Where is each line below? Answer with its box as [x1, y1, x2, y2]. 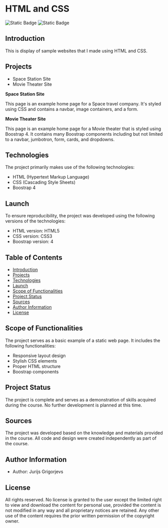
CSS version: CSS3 [12, 233, 53, 240]
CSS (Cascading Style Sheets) [12, 180, 76, 186]
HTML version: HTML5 [12, 228, 60, 234]
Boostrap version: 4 [12, 239, 54, 245]
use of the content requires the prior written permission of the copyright [5, 513, 154, 519]
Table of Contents [5, 253, 63, 262]
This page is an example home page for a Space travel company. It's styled [5, 100, 161, 106]
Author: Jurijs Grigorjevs [12, 468, 64, 475]
